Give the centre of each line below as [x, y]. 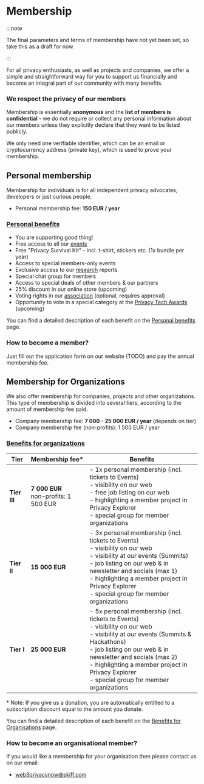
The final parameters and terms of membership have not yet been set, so [98, 40]
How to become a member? [48, 343]
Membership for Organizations [66, 382]
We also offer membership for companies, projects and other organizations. [101, 396]
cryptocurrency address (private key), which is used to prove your [89, 150]
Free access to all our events [51, 244]
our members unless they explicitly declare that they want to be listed [93, 125]
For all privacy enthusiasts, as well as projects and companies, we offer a [98, 70]
